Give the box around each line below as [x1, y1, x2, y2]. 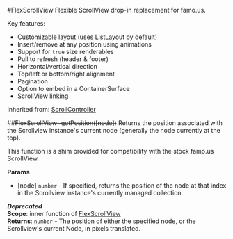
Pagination [17, 77, 49, 85]
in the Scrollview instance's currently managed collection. [17, 189, 184, 197]
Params [7, 168, 30, 176]
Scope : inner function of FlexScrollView [7, 210, 122, 217]
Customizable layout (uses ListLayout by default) [17, 33, 158, 41]
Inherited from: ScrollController [7, 106, 96, 113]
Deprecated [7, 202, 42, 211]
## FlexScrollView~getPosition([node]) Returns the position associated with [7, 119, 223, 127]
